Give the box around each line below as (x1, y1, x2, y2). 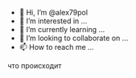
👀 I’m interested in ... (19, 16, 88, 26)
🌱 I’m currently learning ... (19, 25, 105, 34)
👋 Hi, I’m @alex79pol (19, 8, 89, 17)
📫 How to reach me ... (19, 43, 94, 51)
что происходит (7, 61, 62, 70)
